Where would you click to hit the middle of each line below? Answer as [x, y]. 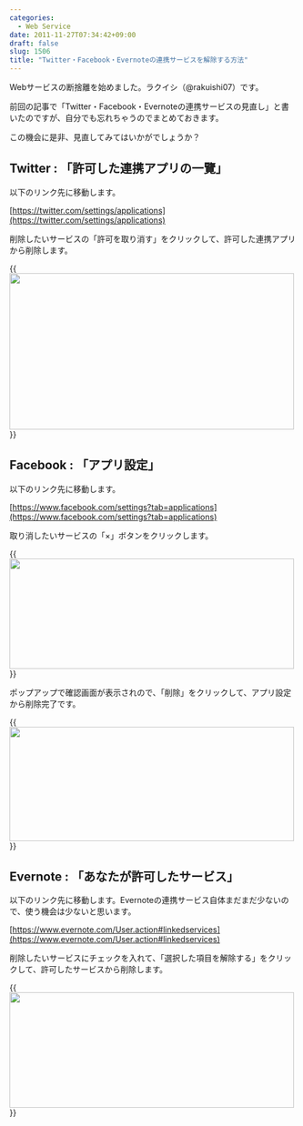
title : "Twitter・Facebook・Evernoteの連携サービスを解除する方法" [129, 60]
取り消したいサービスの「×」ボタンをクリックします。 [111, 535]
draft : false [34, 43]
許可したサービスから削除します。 [104, 970]
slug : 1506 [30, 52]
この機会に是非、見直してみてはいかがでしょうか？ [105, 137]
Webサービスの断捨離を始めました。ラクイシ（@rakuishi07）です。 [136, 87]
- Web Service [44, 26]
